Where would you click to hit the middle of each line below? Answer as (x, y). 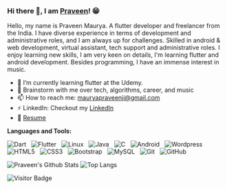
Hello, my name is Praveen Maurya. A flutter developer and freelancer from (113, 26)
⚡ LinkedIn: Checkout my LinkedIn (65, 108)
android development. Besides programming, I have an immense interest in (113, 62)
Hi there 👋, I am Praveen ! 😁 (53, 11)
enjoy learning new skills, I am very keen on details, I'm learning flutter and (113, 55)
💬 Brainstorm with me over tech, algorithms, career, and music (105, 90)
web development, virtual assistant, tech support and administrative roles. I (113, 48)
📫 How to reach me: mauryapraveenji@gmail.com (88, 98)
